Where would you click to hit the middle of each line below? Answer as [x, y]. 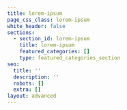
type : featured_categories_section [70, 58]
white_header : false [37, 26]
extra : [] [27, 90]
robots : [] [29, 83]
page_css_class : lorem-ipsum [48, 20]
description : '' [36, 77]
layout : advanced [32, 96]
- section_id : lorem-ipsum [52, 39]
